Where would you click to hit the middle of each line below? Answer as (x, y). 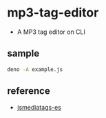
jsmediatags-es (39, 108)
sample (23, 53)
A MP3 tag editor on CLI (51, 32)
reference (29, 91)
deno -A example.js (35, 69)
